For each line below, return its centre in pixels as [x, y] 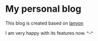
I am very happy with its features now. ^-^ [49, 33]
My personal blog [43, 9]
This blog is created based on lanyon [44, 23]
